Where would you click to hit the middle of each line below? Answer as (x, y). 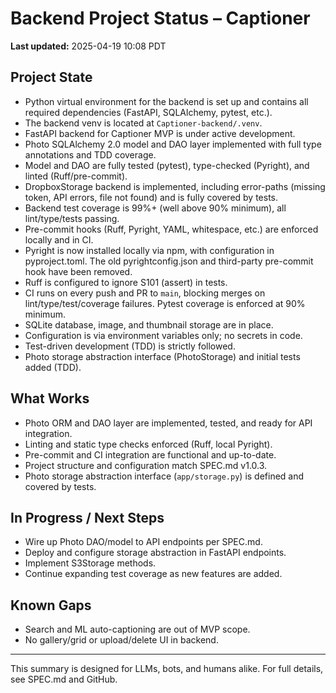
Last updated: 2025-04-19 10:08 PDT (88, 46)
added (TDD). (53, 367)
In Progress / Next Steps (87, 517)
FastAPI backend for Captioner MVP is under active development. (160, 133)
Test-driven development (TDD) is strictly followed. (130, 346)
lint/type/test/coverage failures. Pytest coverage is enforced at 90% (165, 303)
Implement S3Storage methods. (90, 563)
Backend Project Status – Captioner (160, 18)
